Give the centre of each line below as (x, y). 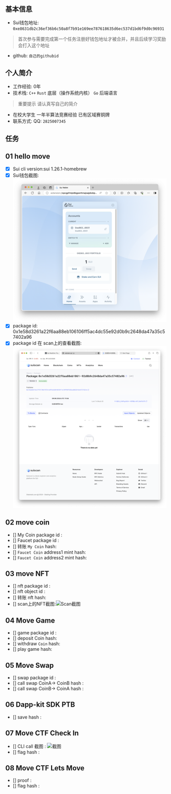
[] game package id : (35, 633)
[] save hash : (27, 717)
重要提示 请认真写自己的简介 (48, 104)
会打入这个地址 (34, 45)
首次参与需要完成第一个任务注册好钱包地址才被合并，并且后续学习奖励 (92, 39)
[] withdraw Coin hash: (36, 644)
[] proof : (22, 780)
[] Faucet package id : (36, 540)
